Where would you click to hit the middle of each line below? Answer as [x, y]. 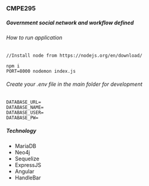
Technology [21, 131]
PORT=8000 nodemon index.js [41, 71]
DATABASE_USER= [25, 112]
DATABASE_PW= [22, 117]
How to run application [34, 38]
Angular [24, 171]
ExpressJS [28, 165]
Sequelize [27, 159]
